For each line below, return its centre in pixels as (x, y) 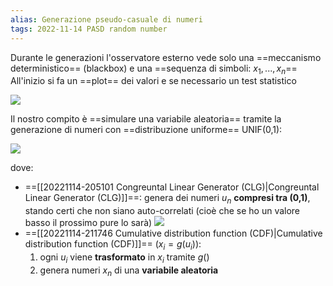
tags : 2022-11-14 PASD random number (89, 29)
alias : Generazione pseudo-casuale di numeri (106, 19)
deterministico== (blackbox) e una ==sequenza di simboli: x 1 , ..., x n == (154, 69)
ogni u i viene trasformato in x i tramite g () (124, 258)
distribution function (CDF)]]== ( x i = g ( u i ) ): (113, 245)
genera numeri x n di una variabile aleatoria (129, 271)
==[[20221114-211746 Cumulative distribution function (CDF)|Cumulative (173, 233)
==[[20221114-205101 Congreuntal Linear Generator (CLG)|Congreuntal (172, 187)
